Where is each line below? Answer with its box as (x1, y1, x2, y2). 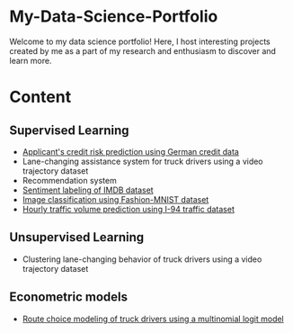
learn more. (9, 55, 52, 66)
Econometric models (9, 290, 129, 305)
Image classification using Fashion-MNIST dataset (22, 193, 209, 204)
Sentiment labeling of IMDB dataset (22, 184, 155, 195)
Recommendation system (22, 175, 117, 185)
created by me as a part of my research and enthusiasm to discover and (9, 45, 277, 56)
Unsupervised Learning (9, 229, 145, 245)
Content (9, 87, 72, 107)
